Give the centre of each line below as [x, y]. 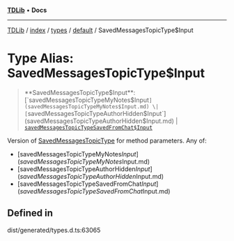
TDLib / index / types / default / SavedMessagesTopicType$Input [100, 30]
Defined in [30, 213]
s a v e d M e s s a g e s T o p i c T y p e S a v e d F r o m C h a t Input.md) [95, 191]
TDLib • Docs [27, 10]
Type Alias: [41, 58]
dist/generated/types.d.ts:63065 [54, 230]
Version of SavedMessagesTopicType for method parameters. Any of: [107, 140]
